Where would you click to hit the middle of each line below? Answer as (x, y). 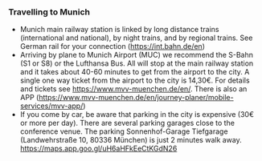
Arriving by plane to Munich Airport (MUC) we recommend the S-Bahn (137, 55)
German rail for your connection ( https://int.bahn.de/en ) (112, 46)
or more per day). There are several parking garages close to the (127, 123)
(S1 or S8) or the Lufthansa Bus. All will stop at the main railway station (137, 63)
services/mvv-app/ (51, 106)
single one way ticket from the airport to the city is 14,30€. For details (135, 80)
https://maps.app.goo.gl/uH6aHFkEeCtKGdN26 (98, 149)
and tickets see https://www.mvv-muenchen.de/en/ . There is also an (133, 89)
